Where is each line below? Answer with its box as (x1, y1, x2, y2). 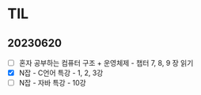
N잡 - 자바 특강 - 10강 (18, 78, 86, 88)
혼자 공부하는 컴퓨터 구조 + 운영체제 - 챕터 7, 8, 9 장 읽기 (18, 59, 194, 67)
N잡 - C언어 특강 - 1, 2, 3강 (18, 68, 104, 78)
